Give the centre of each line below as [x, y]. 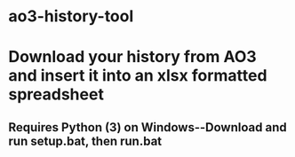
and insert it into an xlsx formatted [138, 76]
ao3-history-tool [71, 16]
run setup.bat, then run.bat [85, 141]
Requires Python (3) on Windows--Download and [147, 127]
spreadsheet [56, 94]
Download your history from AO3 [132, 57]
